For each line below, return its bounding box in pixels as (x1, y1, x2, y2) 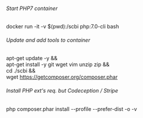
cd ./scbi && (6, 67, 35, 74)
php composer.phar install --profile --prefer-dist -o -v (6, 105, 137, 112)
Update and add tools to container (6, 36, 90, 44)
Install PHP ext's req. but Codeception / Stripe (6, 87, 118, 94)
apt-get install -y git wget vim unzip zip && (6, 61, 110, 68)
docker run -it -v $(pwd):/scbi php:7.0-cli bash (6, 23, 119, 30)
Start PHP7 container (6, 5, 58, 12)
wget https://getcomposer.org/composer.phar (6, 74, 118, 81)
